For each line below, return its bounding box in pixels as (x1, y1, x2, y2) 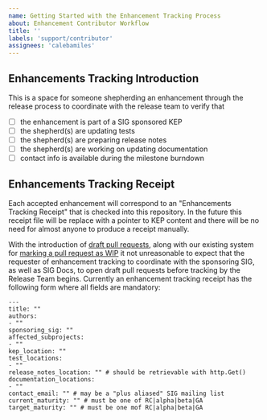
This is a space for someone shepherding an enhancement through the (8, 93, 244, 102)
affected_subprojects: (8, 333, 84, 342)
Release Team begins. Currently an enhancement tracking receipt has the (8, 274, 253, 284)
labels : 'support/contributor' (8, 34, 113, 43)
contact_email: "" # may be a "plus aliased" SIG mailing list (8, 389, 225, 398)
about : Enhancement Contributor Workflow (8, 19, 150, 27)
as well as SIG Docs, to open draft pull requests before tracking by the (8, 266, 241, 275)
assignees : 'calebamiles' (8, 42, 95, 50)
